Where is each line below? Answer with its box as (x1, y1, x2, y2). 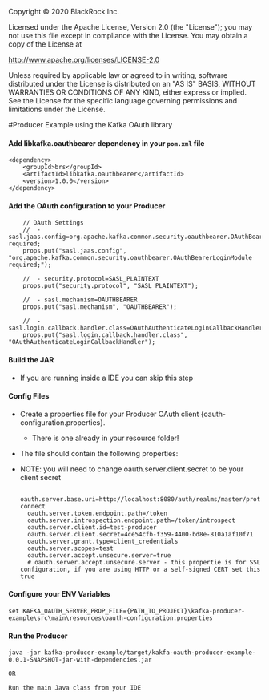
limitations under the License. (8, 104, 106, 114)
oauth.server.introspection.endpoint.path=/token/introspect (27, 516, 236, 524)
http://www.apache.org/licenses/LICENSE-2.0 (8, 55, 160, 64)
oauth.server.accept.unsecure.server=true (27, 551, 171, 560)
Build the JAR (8, 355, 54, 364)
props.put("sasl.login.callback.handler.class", (22, 331, 188, 339)
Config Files (8, 391, 50, 401)
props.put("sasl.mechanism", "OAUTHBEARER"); (22, 303, 178, 311)
